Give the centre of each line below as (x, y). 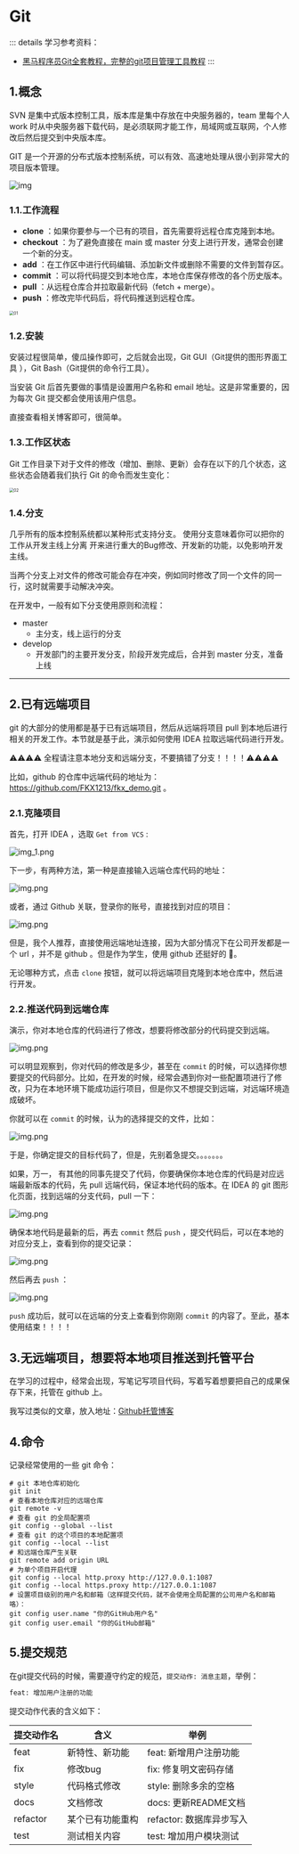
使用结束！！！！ (40, 1327)
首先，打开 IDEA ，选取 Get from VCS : (79, 834)
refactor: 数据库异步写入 (198, 1819)
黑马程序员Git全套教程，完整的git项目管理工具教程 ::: (118, 61)
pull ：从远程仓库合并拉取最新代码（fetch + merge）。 (121, 287)
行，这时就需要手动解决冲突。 (64, 586)
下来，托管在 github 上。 (62, 1393)
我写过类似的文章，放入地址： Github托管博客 (92, 1411)
